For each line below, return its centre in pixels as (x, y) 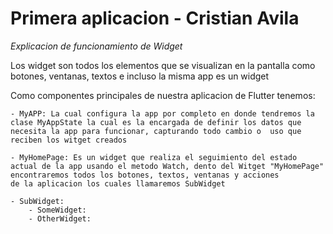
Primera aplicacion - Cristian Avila (155, 18)
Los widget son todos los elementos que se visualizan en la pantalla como (163, 65)
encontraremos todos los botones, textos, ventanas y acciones (145, 175)
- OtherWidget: (60, 218)
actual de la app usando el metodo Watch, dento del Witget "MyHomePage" (167, 166)
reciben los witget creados (69, 140)
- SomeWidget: (57, 210)
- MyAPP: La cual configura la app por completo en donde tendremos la (162, 113)
